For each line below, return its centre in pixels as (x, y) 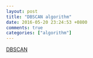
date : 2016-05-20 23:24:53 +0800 (47, 22)
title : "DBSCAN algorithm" (39, 17)
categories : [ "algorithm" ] (39, 33)
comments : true (25, 28)
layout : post (22, 11)
